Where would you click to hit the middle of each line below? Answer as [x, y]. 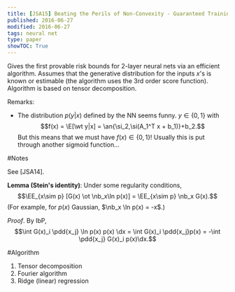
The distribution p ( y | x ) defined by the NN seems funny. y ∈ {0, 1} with [118, 115]
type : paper [24, 40]
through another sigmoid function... [69, 145]
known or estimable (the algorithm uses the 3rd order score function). [108, 81]
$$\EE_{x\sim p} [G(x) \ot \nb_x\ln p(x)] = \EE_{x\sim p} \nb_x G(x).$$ [117, 196]
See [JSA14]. [26, 171]
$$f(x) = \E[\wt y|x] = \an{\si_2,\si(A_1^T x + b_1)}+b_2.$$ [123, 126]
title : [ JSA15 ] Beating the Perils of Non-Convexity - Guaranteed [106, 14]
